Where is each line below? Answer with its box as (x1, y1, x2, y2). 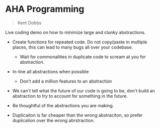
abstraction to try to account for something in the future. (12, 93, 128, 99)
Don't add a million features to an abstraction (19, 78, 112, 84)
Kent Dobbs (17, 20, 42, 26)
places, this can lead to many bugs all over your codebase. (12, 44, 133, 50)
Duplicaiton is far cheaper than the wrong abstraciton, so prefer (12, 112, 143, 118)
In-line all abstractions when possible (12, 68, 89, 75)
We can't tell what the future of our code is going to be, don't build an (12, 87, 155, 93)
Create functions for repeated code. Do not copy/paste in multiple (12, 39, 148, 45)
